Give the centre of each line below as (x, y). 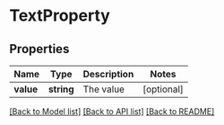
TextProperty (60, 16)
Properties (39, 49)
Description (108, 74)
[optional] (163, 89)
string (61, 89)
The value (104, 89)
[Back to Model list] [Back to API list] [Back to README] (112, 112)
